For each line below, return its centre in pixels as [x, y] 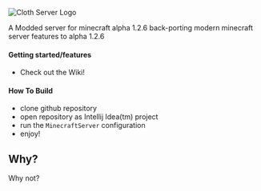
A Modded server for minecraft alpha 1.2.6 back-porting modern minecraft [131, 28]
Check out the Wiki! [52, 73]
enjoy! [30, 134]
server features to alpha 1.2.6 [56, 36]
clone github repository [58, 109]
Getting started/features [50, 54]
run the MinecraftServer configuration [82, 125]
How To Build [31, 90]
